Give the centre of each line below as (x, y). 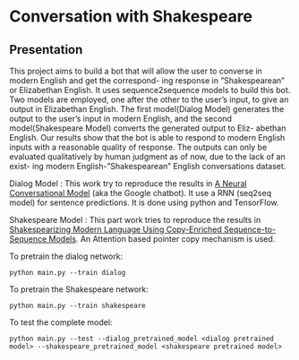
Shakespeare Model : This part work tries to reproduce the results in (135, 220)
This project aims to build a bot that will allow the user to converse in (136, 71)
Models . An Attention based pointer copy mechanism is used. (162, 239)
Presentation (46, 50)
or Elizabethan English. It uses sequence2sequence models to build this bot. (150, 90)
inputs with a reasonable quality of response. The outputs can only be (138, 147)
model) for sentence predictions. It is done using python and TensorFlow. (144, 202)
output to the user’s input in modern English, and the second (121, 119)
